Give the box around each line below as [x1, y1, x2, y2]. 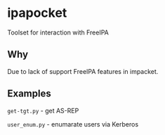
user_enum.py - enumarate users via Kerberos [7, 120, 139, 128]
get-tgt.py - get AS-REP [7, 106, 79, 115]
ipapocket [7, 5, 67, 21]
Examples [7, 88, 51, 100]
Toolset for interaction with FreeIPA [7, 28, 109, 37]
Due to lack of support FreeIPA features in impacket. [7, 67, 159, 75]
